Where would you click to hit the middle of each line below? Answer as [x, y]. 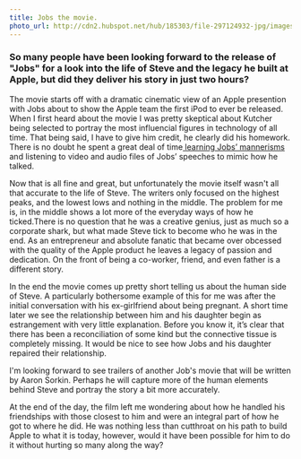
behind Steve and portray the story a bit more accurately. [115, 389]
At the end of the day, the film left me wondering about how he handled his [147, 407]
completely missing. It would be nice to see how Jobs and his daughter [140, 343]
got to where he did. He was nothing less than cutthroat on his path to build [148, 426]
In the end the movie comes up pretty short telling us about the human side [148, 286]
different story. [37, 269]
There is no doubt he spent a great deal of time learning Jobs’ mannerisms [147, 147]
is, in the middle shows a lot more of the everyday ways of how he [131, 212]
